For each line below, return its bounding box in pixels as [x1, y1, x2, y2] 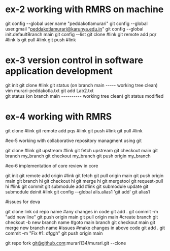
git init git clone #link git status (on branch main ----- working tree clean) [5, 82, 158, 88]
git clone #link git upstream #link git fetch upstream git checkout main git [5, 147, 158, 153]
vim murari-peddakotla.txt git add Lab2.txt [5, 88, 94, 94]
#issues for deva [5, 199, 41, 205]
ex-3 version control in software [5, 54, 144, 66]
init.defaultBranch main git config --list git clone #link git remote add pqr [5, 31, 157, 37]
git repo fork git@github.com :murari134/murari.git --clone [5, 240, 126, 246]
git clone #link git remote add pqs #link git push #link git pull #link [5, 127, 143, 133]
